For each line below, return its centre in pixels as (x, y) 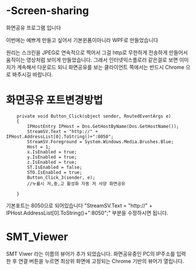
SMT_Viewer (37, 237)
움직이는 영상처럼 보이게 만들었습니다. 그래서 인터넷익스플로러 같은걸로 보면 (92, 60)
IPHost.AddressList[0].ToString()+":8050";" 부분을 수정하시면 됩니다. (87, 213)
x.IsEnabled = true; (52, 152)
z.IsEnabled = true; (52, 162)
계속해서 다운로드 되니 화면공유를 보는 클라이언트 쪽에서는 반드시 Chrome (101, 67)
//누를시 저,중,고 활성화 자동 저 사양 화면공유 (76, 184)
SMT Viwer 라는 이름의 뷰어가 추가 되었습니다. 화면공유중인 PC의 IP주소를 (91, 254)
